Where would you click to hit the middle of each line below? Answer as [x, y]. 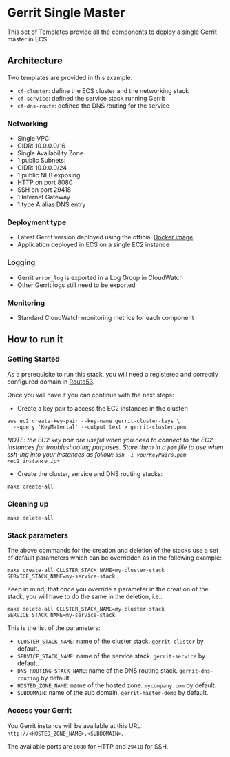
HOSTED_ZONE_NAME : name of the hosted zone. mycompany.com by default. [117, 685]
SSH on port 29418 [44, 190]
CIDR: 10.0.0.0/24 [42, 168]
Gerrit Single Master [66, 13]
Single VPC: [34, 139]
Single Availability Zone [50, 153]
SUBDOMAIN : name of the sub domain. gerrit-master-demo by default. [113, 693]
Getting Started [33, 359]
